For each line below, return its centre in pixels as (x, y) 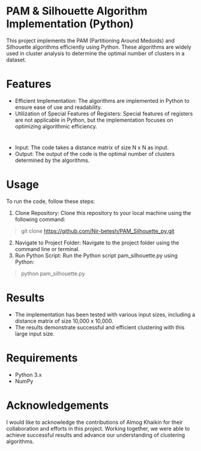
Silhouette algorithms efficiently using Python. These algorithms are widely (99, 47)
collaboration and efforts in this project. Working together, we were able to (98, 428)
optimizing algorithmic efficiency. (56, 126)
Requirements (42, 358)
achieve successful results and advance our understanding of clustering (96, 435)
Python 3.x (28, 375)
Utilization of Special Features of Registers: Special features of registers (104, 113)
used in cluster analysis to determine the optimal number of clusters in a (95, 53)
